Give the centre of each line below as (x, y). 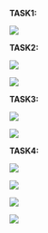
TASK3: (24, 99)
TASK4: (24, 150)
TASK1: (24, 13)
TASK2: (24, 48)
